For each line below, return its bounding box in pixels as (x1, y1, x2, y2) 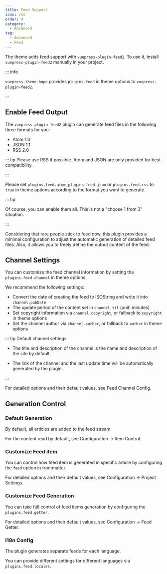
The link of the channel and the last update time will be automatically (12, 360, 154, 366)
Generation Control (5, 399, 66, 408)
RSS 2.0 (12, 147, 29, 153)
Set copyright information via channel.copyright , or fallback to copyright (12, 310, 162, 316)
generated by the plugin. (12, 366, 63, 372)
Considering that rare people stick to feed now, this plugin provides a (5, 231, 147, 237)
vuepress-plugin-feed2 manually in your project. (5, 59, 104, 65)
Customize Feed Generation (5, 492, 74, 499)
